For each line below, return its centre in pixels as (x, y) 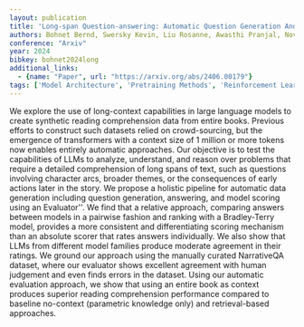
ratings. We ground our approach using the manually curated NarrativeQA (147, 255)
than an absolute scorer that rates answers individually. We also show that (147, 236)
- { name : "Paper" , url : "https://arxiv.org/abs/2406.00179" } (135, 77)
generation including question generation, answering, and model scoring (145, 197)
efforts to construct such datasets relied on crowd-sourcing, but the (136, 130)
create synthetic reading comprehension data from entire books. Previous (147, 120)
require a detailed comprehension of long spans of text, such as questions (148, 168)
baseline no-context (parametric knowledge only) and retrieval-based (139, 303)
